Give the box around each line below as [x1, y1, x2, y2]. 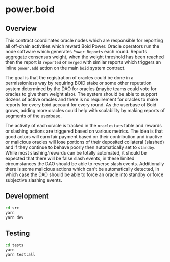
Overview [5, 24, 37, 33]
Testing [5, 229, 30, 237]
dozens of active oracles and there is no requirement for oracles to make [5, 96, 158, 102]
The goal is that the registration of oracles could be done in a [5, 75, 134, 80]
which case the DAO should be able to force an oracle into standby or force [5, 171, 164, 178]
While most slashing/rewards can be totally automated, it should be [5, 150, 147, 156]
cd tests [5, 243, 24, 248]
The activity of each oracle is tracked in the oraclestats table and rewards [5, 123, 162, 128]
